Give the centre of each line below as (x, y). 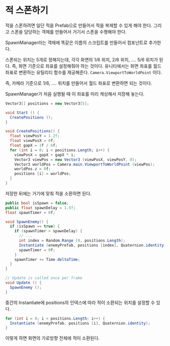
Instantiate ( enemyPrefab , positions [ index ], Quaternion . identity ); (93, 245)
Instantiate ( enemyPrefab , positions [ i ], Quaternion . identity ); (80, 323)
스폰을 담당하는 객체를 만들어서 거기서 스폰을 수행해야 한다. (69, 31)
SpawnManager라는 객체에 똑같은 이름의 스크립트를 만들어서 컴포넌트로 (76, 42)
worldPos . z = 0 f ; (33, 169)
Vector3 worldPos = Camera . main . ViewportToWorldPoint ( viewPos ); (85, 164)
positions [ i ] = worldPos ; (43, 174)
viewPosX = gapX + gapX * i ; (45, 155)
